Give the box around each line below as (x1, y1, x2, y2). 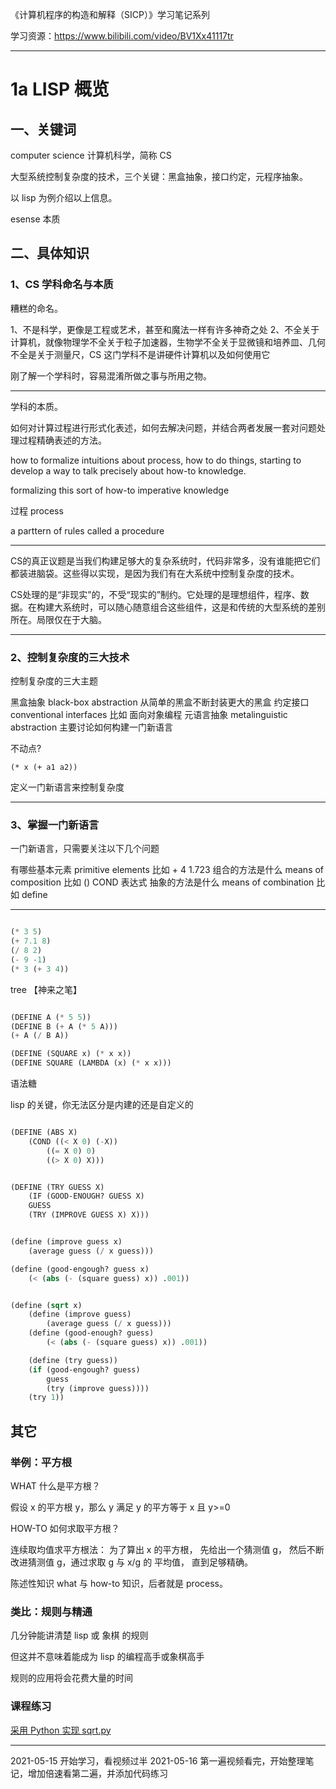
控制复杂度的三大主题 (10, 674, 98, 687)
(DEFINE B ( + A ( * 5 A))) (10, 1021, 118, 1032)
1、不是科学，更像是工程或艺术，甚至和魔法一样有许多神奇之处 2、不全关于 (10, 323, 320, 335)
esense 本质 (10, 213, 61, 225)
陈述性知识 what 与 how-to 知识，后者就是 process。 (10, 1577, 228, 1589)
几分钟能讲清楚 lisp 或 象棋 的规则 (10, 1629, 149, 1642)
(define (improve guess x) (10, 1237, 123, 1247)
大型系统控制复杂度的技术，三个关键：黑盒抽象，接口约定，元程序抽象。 (10, 171, 308, 182)
